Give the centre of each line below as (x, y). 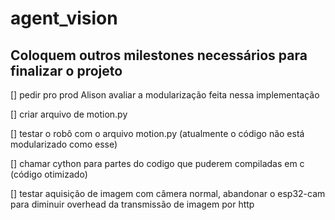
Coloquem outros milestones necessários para (159, 55)
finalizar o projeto (66, 70)
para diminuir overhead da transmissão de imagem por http (132, 204)
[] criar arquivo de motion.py (69, 114)
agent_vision (64, 18)
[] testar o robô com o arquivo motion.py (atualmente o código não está (157, 133)
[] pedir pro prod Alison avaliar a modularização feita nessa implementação (165, 95)
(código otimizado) (49, 174)
